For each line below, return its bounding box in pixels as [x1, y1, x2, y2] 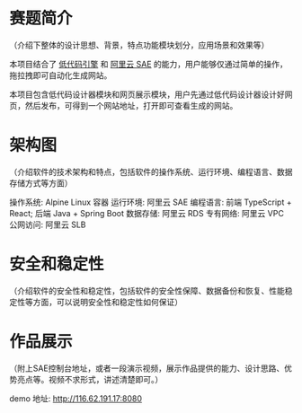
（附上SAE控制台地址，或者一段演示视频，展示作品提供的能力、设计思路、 [9, 363, 285, 373]
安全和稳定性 [9, 254, 105, 275]
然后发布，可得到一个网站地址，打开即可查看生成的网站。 [24, 100, 238, 110]
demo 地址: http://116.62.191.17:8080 [9, 392, 142, 404]
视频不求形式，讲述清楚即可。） [48, 373, 164, 384]
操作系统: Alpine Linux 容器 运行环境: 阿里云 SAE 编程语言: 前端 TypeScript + [9, 197, 292, 207]
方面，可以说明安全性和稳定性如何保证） [32, 296, 182, 307]
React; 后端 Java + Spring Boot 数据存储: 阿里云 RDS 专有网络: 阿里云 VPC [9, 207, 285, 218]
